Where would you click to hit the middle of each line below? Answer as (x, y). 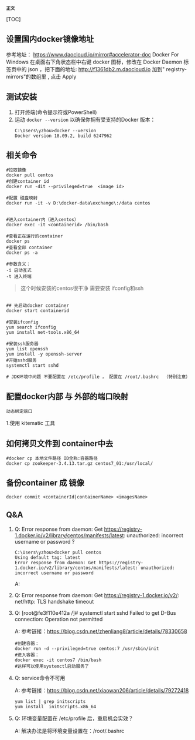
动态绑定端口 (19, 411)
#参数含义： (18, 264)
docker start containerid (37, 311)
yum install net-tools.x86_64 (43, 333)
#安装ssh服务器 (23, 344)
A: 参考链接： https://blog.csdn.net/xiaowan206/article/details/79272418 (102, 690)
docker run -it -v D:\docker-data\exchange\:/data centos (78, 203)
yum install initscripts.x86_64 (55, 706)
